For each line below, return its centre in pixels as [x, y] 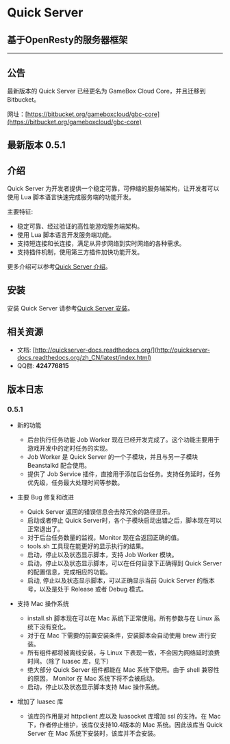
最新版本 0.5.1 [37, 145]
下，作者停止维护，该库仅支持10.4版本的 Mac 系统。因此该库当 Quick [125, 725]
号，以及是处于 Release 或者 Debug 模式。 [87, 589]
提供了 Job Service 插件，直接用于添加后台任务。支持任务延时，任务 [124, 474]
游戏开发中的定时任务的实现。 [69, 449]
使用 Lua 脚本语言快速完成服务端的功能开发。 [71, 197]
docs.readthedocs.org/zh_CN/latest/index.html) [84, 357]
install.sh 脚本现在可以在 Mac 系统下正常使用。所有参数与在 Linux [120, 618]
